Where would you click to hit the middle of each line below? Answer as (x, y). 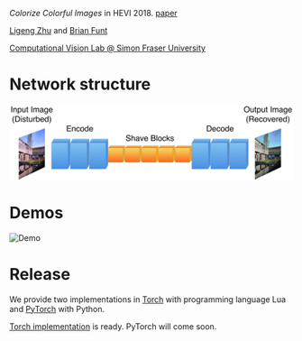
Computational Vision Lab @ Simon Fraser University (107, 48)
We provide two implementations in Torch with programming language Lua (148, 299)
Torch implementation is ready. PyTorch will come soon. (113, 326)
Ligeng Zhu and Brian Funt (59, 30)
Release (40, 274)
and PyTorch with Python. (57, 309)
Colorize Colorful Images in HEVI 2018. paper (93, 13)
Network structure (80, 84)
